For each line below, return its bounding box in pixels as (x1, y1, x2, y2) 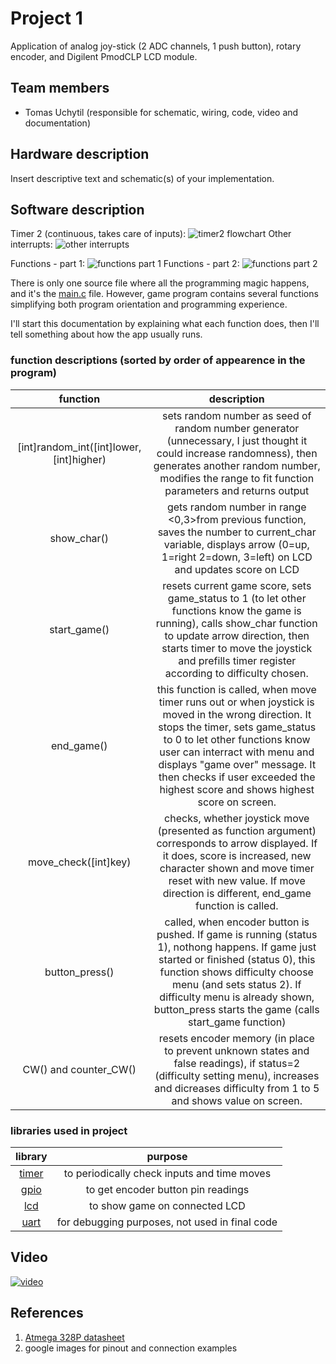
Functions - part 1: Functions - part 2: (10, 258, 240, 270)
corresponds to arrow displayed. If (156, 836, 318, 850)
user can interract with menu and (159, 745, 315, 759)
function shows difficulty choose (159, 965, 314, 979)
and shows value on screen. (171, 1093, 303, 1107)
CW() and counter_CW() (22, 1062, 137, 1076)
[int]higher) (52, 452, 107, 466)
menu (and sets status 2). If (171, 977, 302, 991)
